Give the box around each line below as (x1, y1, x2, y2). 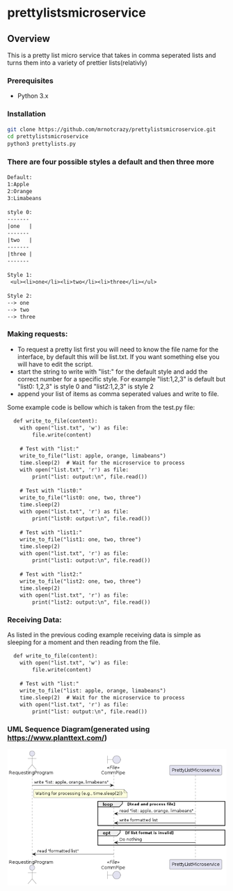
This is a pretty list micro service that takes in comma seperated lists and (7, 51, 216, 59)
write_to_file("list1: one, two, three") (19, 535, 141, 543)
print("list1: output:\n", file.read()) (32, 556, 151, 564)
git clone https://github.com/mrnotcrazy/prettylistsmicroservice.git (7, 125, 216, 133)
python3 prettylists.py (7, 141, 77, 148)
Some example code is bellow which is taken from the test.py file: (7, 403, 195, 411)
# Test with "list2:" (19, 570, 82, 578)
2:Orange (7, 188, 33, 195)
